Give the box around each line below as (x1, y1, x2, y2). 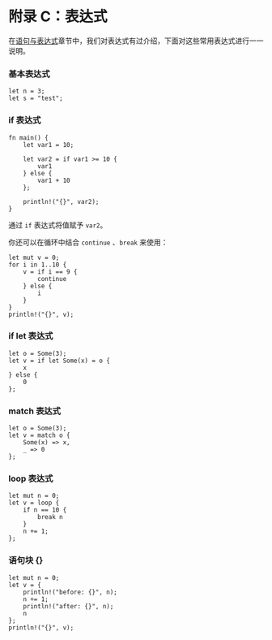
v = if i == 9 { (23, 267, 79, 276)
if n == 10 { (23, 506, 67, 514)
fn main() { (8, 133, 49, 142)
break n (37, 513, 63, 521)
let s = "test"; (8, 94, 63, 102)
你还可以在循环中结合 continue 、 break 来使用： (8, 237, 168, 247)
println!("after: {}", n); (23, 602, 114, 610)
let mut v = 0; (8, 253, 60, 262)
